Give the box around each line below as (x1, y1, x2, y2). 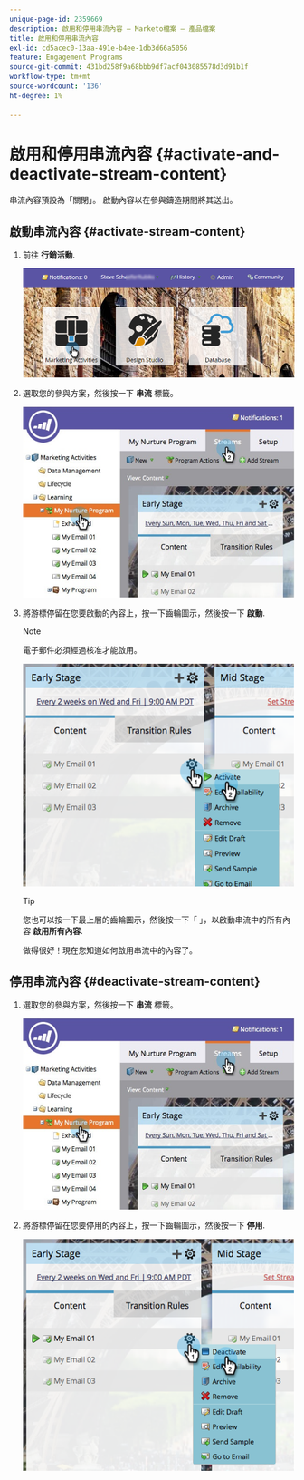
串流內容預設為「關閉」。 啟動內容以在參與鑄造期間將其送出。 (9, 195, 238, 206)
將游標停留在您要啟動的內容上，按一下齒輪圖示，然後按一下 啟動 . (22, 608, 265, 618)
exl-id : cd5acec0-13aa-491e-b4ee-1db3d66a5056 (9, 44, 188, 53)
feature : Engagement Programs (9, 53, 124, 63)
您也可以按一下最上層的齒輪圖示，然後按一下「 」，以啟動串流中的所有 (22, 914, 283, 925)
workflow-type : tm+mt (9, 73, 91, 82)
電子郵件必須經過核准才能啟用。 (22, 645, 142, 656)
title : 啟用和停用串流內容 (9, 34, 100, 43)
